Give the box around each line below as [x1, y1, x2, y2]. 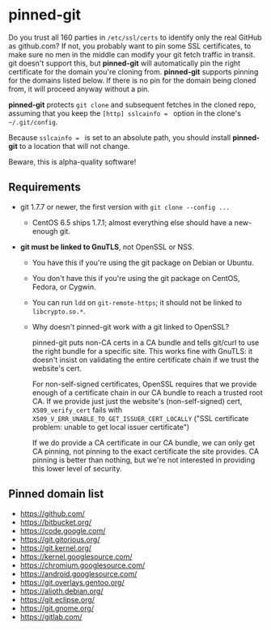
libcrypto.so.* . [32, 306, 86, 316]
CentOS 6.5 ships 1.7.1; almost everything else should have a [32, 217, 233, 228]
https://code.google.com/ [19, 526, 106, 535]
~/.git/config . [8, 117, 58, 126]
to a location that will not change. [19, 141, 130, 151]
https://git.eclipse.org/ [19, 594, 95, 604]
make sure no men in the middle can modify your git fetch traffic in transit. [8, 49, 256, 59]
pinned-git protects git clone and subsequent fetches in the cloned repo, [8, 100, 256, 109]
